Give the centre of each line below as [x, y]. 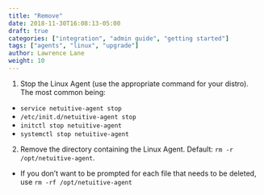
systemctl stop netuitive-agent [74, 134]
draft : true [28, 31]
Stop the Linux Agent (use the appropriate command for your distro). [134, 83]
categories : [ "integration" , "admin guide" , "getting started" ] [119, 38]
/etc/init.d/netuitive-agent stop [78, 117]
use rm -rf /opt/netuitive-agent [76, 181]
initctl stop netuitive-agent [71, 126]
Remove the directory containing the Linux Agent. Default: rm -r [127, 149]
